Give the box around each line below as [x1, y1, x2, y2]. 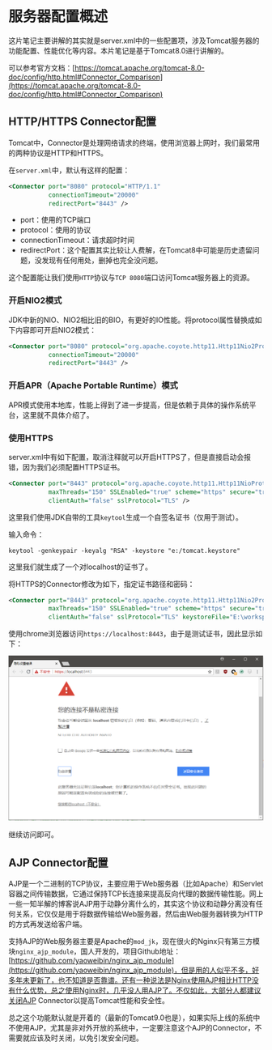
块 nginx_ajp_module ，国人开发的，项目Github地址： [8, 946, 181, 956]
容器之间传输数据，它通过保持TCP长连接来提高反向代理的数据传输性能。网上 [8, 889, 264, 899]
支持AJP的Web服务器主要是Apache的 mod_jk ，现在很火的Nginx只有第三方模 [8, 937, 261, 946]
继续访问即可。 [8, 830, 58, 840]
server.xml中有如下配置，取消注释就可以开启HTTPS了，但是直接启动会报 [8, 452, 251, 461]
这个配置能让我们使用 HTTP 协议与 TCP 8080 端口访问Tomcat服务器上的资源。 [8, 273, 255, 283]
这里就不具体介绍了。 [22, 410, 94, 419]
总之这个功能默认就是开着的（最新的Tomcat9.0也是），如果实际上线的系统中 [8, 1013, 261, 1022]
